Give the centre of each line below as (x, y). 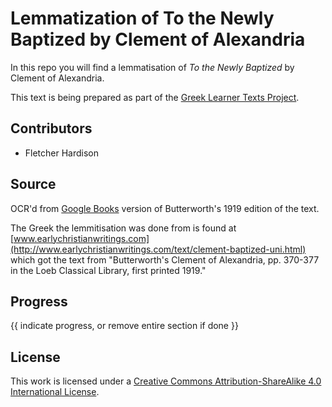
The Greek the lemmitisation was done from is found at (123, 228)
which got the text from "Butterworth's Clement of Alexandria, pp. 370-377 (165, 259)
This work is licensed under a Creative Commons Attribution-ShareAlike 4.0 (166, 381)
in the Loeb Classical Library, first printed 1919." (108, 270)
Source (33, 184)
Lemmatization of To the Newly (142, 18)
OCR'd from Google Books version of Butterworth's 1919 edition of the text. (165, 208)
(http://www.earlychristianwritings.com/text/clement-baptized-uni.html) (158, 249)
